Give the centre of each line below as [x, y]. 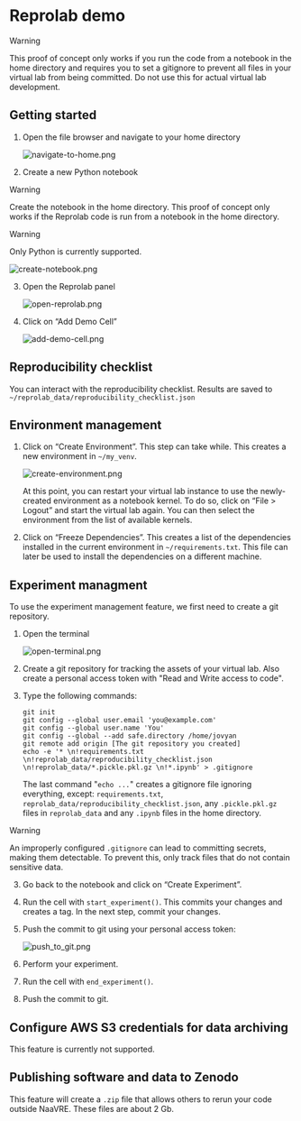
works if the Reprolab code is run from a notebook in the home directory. [145, 216]
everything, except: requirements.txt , [93, 794]
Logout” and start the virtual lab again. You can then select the [138, 510]
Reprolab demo [68, 16]
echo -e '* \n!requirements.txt [83, 752]
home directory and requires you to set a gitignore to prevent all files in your [150, 68]
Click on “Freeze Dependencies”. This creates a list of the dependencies [156, 538]
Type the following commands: [80, 696]
